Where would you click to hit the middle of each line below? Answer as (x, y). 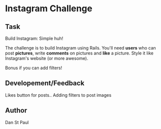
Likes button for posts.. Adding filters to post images (58, 95)
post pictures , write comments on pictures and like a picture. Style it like (79, 53)
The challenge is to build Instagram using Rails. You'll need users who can (80, 48)
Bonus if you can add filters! (34, 68)
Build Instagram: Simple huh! (34, 38)
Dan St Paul (17, 122)
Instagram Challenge (49, 9)
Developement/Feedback (45, 83)
